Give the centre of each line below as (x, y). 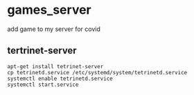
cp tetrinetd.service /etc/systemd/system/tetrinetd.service (97, 72)
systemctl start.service (43, 85)
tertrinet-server (42, 51)
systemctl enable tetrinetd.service (60, 78)
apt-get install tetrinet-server (55, 66)
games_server (49, 10)
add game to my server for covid (54, 29)
